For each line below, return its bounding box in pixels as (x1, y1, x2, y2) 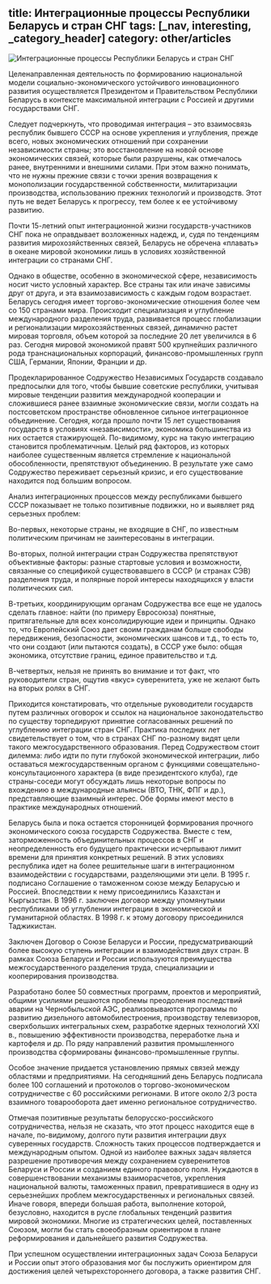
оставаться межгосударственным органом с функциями (8, 759, 205, 768)
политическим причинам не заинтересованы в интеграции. (8, 533, 215, 542)
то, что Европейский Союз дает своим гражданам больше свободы (8, 624, 244, 634)
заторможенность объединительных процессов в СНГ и (8, 835, 204, 844)
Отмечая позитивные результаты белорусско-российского (8, 1112, 214, 1122)
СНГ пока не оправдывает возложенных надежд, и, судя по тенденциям (8, 229, 260, 239)
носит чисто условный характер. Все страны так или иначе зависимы (8, 279, 251, 289)
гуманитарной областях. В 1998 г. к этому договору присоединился (8, 912, 244, 922)
